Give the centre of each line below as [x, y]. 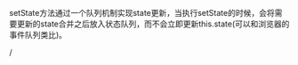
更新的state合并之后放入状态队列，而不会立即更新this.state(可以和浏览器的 [153, 24]
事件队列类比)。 [38, 35]
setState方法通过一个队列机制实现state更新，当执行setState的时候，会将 [142, 13]
